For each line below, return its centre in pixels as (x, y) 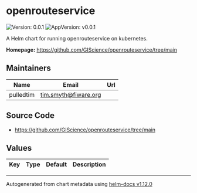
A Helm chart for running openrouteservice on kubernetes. (77, 38)
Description (89, 164)
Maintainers (29, 68)
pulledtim (22, 94)
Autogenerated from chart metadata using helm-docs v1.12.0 (79, 184)
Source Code (30, 116)
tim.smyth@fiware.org (71, 94)
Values (19, 148)
